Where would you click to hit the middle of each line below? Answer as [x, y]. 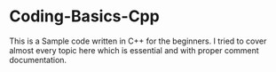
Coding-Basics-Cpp [84, 16]
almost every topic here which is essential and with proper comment [134, 50]
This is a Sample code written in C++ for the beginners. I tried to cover [138, 41]
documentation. [38, 60]
